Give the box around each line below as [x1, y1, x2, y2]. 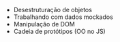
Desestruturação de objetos [13, 6, 92, 14]
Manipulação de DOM [13, 20, 75, 28]
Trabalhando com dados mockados [13, 13, 114, 21]
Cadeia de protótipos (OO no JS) [13, 27, 106, 35]
